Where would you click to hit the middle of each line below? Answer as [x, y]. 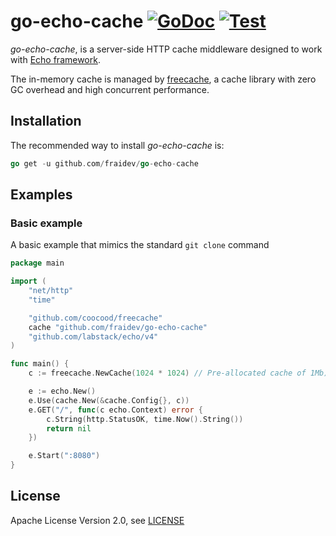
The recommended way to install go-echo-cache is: [117, 145]
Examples [41, 195]
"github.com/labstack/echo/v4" [93, 336]
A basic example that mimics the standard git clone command [140, 245]
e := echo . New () [62, 391]
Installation [46, 121]
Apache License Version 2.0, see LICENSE [97, 520]
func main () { [40, 364]
